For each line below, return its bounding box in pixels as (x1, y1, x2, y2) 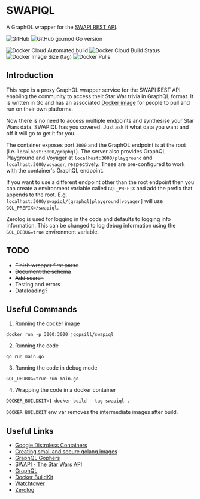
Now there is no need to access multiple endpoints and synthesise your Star (6, 117, 195, 124)
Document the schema (14, 268, 71, 275)
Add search (14, 274, 44, 282)
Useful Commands (6, 304, 77, 314)
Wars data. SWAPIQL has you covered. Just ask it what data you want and (6, 123, 189, 131)
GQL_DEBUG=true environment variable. (6, 228, 99, 235)
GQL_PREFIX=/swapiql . (6, 204, 59, 211)
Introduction (6, 70, 54, 81)
